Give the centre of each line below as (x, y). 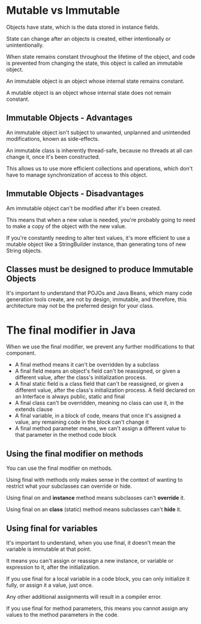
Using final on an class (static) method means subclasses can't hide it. (94, 509)
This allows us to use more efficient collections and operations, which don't (100, 168)
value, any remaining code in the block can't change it (82, 422)
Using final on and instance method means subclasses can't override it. (96, 498)
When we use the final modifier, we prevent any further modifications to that (100, 347)
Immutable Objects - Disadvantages (75, 193)
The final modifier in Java (71, 330)
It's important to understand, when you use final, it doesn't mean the (91, 542)
